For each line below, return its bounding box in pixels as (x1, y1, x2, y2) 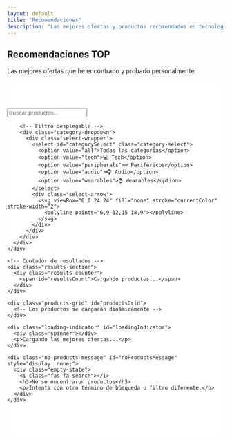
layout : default (7, 10, 54, 17)
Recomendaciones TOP (7, 48, 110, 60)
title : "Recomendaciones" (7, 17, 81, 23)
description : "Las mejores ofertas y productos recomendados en (7, 23, 196, 30)
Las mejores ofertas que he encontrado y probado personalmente (7, 67, 195, 75)
